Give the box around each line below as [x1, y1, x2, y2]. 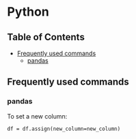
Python [7, 4, 49, 20]
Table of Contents [7, 31, 85, 43]
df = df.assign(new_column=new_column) [7, 125, 121, 132]
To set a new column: [7, 112, 68, 120]
